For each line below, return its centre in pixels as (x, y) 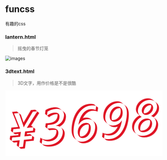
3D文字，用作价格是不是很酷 (47, 83)
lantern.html (20, 37)
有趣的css (15, 23)
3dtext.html (20, 71)
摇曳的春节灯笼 (33, 48)
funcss (20, 9)
